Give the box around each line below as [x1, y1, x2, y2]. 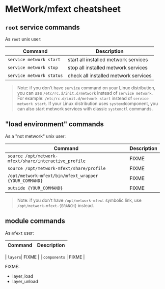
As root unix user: [5, 36, 42, 42]
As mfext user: [5, 230, 34, 236]
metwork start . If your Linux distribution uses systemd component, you [17, 101, 158, 107]
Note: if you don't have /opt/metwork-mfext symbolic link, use [17, 197, 142, 203]
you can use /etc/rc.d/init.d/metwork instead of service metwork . [17, 90, 153, 96]
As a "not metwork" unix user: [5, 133, 66, 139]
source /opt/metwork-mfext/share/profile [7, 165, 106, 171]
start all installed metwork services [68, 56, 148, 63]
